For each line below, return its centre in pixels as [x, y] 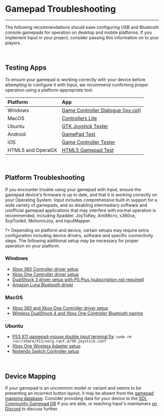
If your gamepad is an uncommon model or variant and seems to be [73, 388]
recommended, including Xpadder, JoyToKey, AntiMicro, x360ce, [71, 215]
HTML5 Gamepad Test [88, 150]
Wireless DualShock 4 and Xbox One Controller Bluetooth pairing [77, 313]
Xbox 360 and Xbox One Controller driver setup [60, 308]
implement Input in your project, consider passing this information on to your [82, 37]
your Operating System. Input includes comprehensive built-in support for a [81, 200]
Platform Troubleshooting [45, 178]
